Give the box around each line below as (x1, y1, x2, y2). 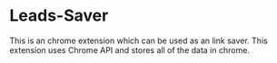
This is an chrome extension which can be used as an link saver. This (9, 35, 268, 46)
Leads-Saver (9, 5, 109, 26)
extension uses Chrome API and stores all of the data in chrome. (9, 44, 250, 55)
